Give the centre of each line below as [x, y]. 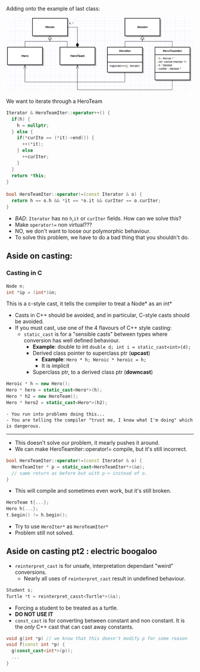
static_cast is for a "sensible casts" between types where [96, 334]
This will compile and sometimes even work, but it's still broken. [93, 491]
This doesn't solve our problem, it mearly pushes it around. [87, 442]
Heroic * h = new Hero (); [38, 384]
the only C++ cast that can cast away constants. [74, 627]
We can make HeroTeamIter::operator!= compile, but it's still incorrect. [101, 449]
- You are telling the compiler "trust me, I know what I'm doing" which [100, 420]
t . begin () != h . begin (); [37, 515]
